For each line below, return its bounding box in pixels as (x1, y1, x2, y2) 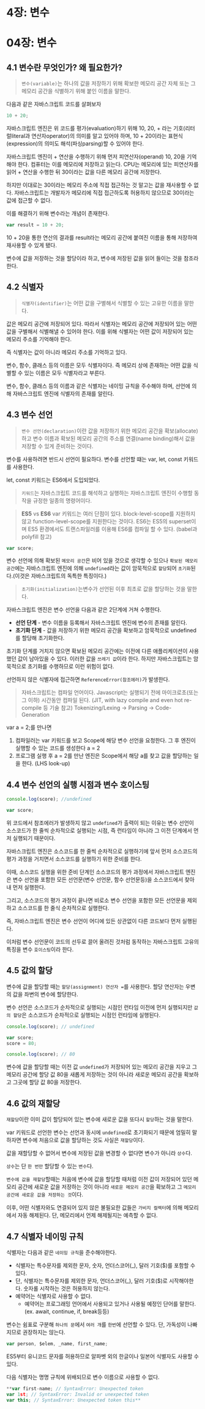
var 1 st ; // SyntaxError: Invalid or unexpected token (6, 1391, 149, 1397)
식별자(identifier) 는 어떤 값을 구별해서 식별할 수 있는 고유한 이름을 (21, 299, 183, 307)
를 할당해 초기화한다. (15, 635, 65, 642)
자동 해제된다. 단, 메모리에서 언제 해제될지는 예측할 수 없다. (17, 1211, 158, 1219)
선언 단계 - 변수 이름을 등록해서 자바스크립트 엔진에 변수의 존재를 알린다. (15, 619, 188, 627)
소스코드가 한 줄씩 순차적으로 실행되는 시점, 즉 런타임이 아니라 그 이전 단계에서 (6, 827, 193, 834)
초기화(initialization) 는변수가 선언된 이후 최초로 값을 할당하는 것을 (21, 585, 186, 593)
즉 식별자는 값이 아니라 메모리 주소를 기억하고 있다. (6, 348, 127, 356)
